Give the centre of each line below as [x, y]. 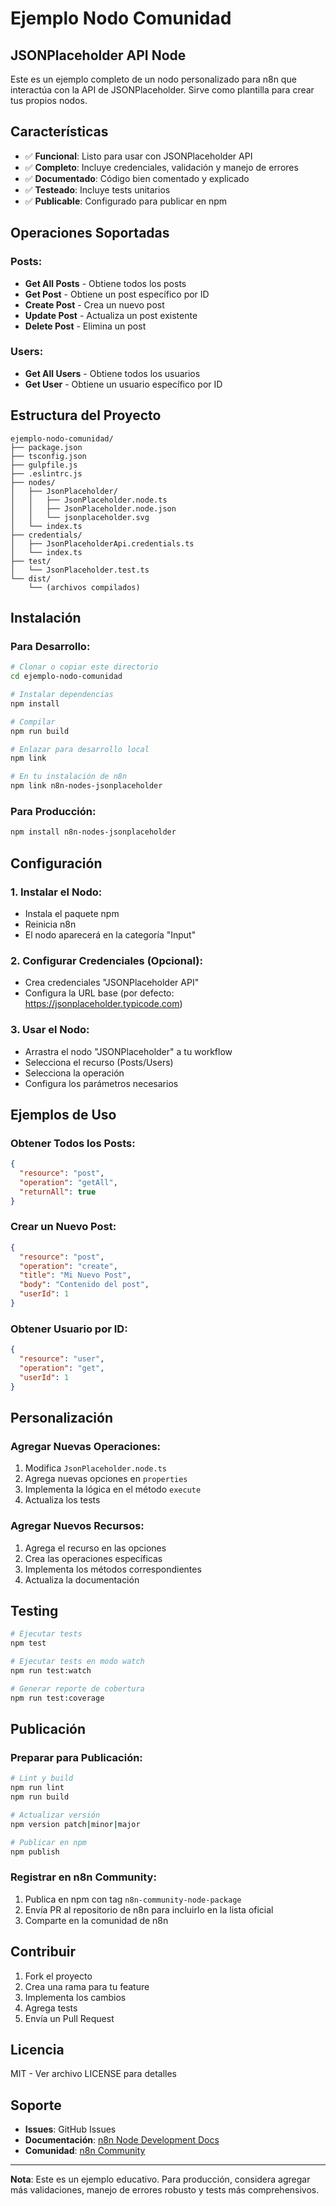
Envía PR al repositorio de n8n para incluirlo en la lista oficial [149, 1909]
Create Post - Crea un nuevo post [94, 304]
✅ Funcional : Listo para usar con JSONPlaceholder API [138, 156]
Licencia [37, 2050]
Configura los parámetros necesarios [101, 1083]
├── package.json [46, 447]
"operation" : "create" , [68, 1266]
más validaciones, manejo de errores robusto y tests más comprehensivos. [165, 2190]
